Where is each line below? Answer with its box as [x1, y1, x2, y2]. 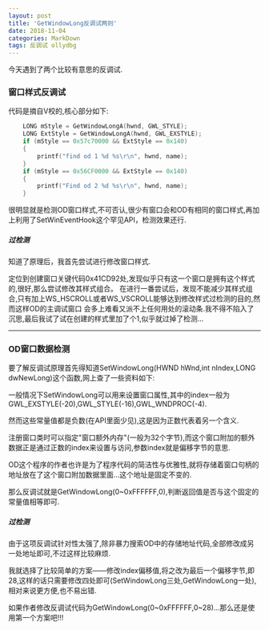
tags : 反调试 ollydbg [8, 42, 77, 50]
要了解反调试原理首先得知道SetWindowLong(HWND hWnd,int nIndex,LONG [8, 363, 256, 373]
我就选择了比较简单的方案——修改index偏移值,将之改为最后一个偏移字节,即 [8, 566, 255, 575]
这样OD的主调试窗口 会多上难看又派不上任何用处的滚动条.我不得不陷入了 [14, 304, 255, 314]
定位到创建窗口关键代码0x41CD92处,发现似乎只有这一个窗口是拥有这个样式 [8, 274, 255, 283]
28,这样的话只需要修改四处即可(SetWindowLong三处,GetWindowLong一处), [8, 575, 257, 586]
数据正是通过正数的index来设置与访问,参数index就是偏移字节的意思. [8, 443, 231, 453]
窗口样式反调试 [8, 87, 66, 98]
